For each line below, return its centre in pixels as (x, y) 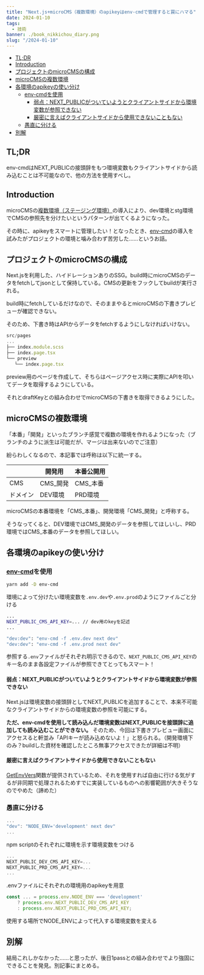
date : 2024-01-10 (28, 18)
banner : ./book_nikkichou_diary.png (53, 35)
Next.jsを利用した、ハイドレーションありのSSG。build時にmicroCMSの (96, 275)
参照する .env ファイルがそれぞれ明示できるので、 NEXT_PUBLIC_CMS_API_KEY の (102, 656)
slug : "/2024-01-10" (33, 40)
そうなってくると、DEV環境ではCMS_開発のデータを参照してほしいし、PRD (101, 524)
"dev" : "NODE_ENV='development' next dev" (61, 827)
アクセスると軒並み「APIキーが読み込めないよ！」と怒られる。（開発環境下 (100, 738)
